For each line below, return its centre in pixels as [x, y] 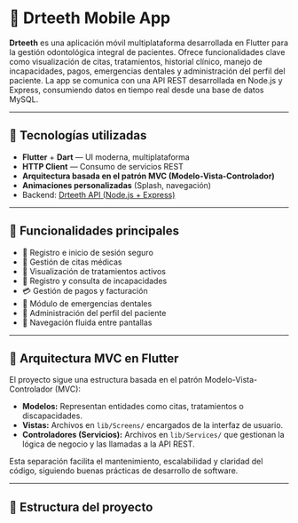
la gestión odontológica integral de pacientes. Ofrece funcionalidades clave [147, 52]
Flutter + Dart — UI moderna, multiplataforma [106, 157]
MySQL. [24, 99]
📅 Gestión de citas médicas [72, 262]
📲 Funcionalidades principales [94, 231]
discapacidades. [52, 416]
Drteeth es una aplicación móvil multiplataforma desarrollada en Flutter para [149, 43]
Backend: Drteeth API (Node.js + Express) [98, 194]
